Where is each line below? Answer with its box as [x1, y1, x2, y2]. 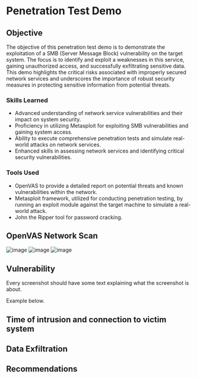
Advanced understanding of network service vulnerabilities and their [14, 110, 183, 117]
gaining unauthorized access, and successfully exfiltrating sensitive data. [6, 62, 186, 69]
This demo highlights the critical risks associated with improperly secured [6, 69, 187, 75]
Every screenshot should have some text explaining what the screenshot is [6, 279, 189, 287]
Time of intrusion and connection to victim [6, 315, 167, 325]
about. [6, 286, 22, 293]
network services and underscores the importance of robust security [6, 75, 175, 82]
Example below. [6, 297, 45, 304]
